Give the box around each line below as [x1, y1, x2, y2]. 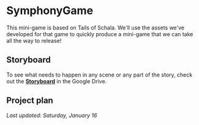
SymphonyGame [6, 4, 94, 18]
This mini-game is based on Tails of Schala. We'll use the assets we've [6, 24, 185, 31]
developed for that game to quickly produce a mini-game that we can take [6, 30, 193, 37]
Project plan [6, 96, 53, 106]
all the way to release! [6, 37, 62, 44]
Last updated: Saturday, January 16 [6, 112, 97, 119]
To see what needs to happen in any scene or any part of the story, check [6, 71, 193, 78]
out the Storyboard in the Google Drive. [6, 77, 107, 85]
